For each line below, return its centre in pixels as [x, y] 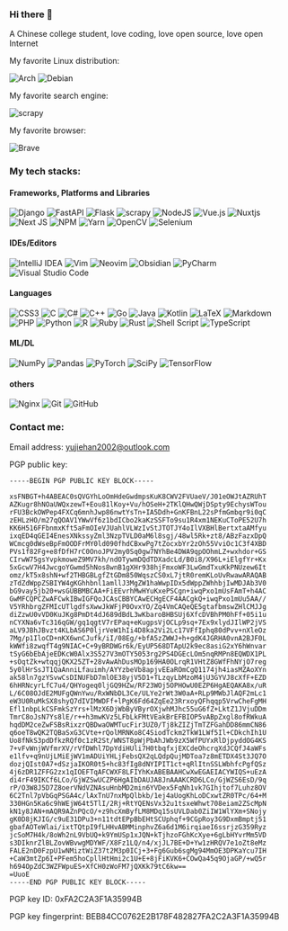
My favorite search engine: [59, 96]
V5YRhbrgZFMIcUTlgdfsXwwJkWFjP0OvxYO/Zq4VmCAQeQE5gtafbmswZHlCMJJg [138, 606]
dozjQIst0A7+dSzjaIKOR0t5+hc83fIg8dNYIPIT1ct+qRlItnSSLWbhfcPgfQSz [138, 764]
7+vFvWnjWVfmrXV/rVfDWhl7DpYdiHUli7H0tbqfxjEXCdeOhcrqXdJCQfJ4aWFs [138, 748]
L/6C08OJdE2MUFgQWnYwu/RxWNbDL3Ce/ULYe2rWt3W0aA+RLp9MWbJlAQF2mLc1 [138, 693]
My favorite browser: [48, 130]
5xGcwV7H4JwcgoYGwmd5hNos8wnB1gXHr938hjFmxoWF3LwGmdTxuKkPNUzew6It [138, 567]
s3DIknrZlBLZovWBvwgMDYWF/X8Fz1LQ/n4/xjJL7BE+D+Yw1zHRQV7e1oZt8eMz [138, 843]
